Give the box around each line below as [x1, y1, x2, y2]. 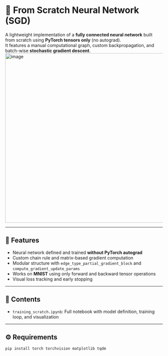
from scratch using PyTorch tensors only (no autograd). [5, 37, 121, 43]
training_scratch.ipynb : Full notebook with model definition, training [12, 308, 155, 314]
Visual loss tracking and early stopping [12, 276, 92, 282]
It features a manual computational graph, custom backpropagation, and [5, 42, 154, 48]
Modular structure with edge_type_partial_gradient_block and [12, 260, 141, 266]
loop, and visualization [12, 313, 59, 319]
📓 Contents [5, 295, 41, 304]
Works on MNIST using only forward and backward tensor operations [12, 270, 156, 276]
